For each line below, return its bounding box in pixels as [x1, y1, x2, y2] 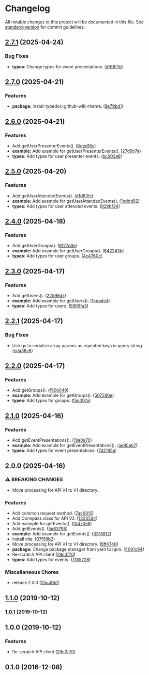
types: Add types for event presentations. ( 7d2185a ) [12, 448, 117, 453]
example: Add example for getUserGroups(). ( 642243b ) [12, 248, 124, 254]
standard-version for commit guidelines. [5, 24, 85, 30]
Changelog [5, 3, 50, 14]
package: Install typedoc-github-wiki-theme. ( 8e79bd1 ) [12, 103, 123, 109]
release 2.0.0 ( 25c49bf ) [12, 580, 60, 586]
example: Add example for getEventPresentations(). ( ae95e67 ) [12, 442, 138, 449]
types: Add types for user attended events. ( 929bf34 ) [12, 203, 120, 209]
